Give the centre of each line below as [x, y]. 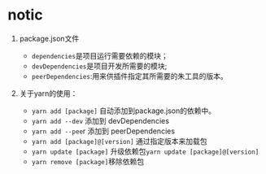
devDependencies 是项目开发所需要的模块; [99, 66]
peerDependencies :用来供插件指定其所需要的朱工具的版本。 [130, 76]
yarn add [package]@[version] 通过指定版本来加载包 [119, 141]
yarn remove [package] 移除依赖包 [87, 161]
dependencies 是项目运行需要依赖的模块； [100, 55]
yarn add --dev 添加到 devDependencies [100, 120]
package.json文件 [49, 38]
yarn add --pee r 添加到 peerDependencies [103, 131]
